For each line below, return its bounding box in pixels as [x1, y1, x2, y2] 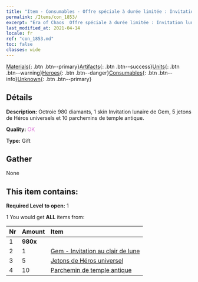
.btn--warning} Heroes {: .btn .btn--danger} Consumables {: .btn [6, 69, 157, 76]
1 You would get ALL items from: [6, 214, 85, 221]
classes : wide [6, 47, 41, 53]
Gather [6, 154, 32, 164]
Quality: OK [6, 126, 35, 133]
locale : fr [6, 31, 33, 36]
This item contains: [6, 186, 78, 197]
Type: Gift [6, 137, 31, 144]
